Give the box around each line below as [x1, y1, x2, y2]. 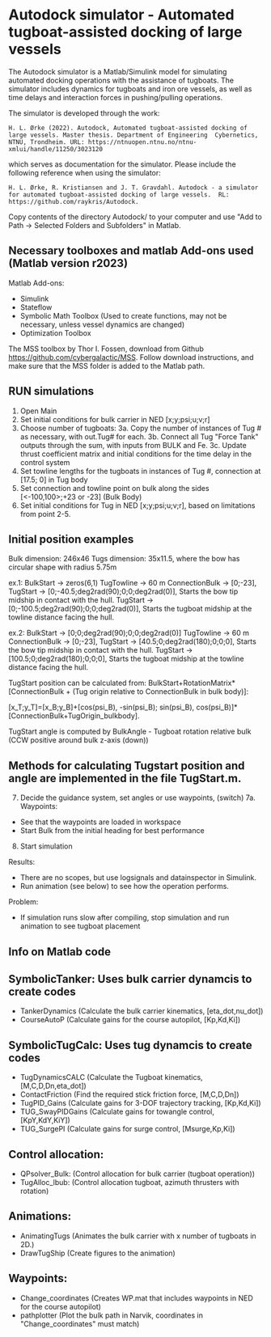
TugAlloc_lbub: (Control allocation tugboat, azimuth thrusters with [19, 1178, 240, 1187]
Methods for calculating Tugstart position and [8, 759, 245, 772]
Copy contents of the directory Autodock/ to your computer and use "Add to [8, 212, 263, 222]
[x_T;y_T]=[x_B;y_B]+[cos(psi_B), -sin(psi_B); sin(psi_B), [8, 702, 195, 713]
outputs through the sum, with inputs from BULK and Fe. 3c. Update [19, 440, 247, 450]
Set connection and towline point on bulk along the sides [19, 483, 210, 493]
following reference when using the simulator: [8, 167, 162, 177]
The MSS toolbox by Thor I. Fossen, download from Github [8, 344, 204, 353]
